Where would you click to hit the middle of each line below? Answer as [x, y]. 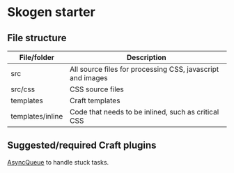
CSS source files [96, 89]
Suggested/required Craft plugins [82, 145]
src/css [23, 89]
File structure [37, 38]
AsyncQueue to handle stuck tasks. [58, 162]
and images [88, 78]
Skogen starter [51, 12]
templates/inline [37, 116]
